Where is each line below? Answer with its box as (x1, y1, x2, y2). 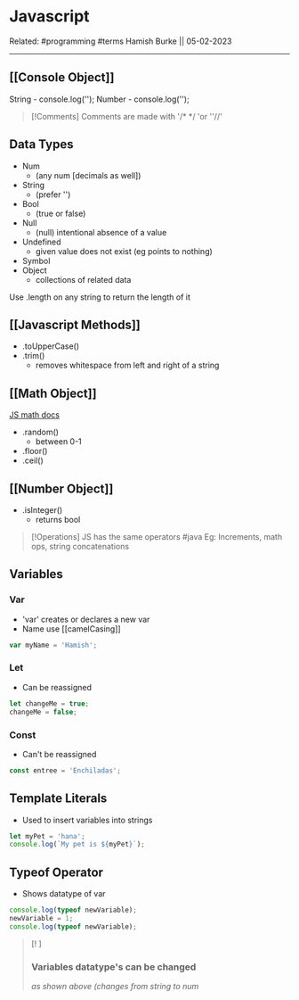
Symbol (21, 255, 51, 266)
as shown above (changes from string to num (30, 981, 199, 992)
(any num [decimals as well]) (35, 169, 141, 180)
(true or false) (35, 208, 86, 219)
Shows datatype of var (21, 888, 106, 899)
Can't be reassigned (21, 748, 97, 759)
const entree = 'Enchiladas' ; (9, 765, 122, 775)
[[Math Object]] (9, 385, 97, 401)
